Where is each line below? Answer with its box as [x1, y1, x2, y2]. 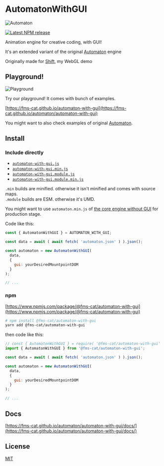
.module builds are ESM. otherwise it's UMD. [5, 196, 95, 202]
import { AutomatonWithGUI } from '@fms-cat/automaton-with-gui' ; [5, 346, 145, 351]
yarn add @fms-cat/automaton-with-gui [5, 323, 85, 328]
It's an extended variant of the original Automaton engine [5, 49, 122, 55]
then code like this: [5, 332, 44, 338]
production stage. [5, 211, 42, 217]
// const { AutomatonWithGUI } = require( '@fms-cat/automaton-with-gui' [5, 341, 161, 347]
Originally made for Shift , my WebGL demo [5, 58, 93, 64]
